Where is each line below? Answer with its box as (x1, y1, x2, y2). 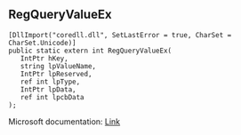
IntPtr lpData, (20, 84, 76, 94)
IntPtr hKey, (20, 53, 68, 63)
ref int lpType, (20, 77, 81, 86)
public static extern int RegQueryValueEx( (8, 46, 173, 55)
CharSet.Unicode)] (8, 38, 76, 47)
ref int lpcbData (20, 92, 85, 101)
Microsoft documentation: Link (8, 115, 121, 127)
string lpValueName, (20, 61, 97, 70)
